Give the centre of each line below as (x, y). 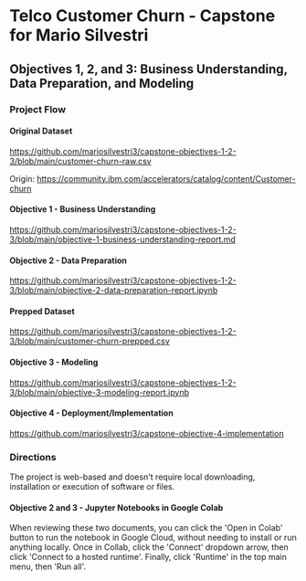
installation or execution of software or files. (92, 487)
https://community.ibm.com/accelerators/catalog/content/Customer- (166, 178)
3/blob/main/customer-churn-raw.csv (81, 161)
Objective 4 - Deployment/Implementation (91, 413)
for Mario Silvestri (79, 35)
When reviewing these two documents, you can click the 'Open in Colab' (146, 528)
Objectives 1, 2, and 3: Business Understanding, (148, 69)
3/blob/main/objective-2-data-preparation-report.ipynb (114, 290)
